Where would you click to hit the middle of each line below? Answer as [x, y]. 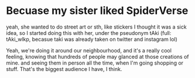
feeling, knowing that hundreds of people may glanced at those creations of [97, 56]
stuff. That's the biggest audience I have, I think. [64, 69]
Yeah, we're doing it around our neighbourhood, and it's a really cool [89, 50]
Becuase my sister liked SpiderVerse [97, 11]
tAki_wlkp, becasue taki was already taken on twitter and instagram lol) [92, 39]
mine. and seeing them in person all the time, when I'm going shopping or [95, 63]
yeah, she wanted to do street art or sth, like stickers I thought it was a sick [96, 27]
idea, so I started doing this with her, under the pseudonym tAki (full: [89, 33]
